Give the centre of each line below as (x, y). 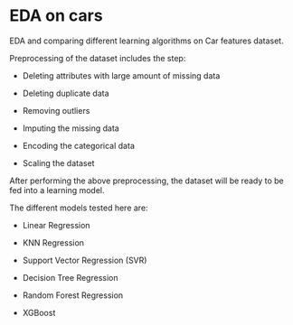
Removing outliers (56, 110)
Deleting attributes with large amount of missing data (121, 75)
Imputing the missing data (71, 128)
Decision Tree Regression (70, 277)
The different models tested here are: (79, 208)
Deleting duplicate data (66, 93)
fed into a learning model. (57, 190)
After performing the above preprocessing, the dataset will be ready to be (147, 181)
